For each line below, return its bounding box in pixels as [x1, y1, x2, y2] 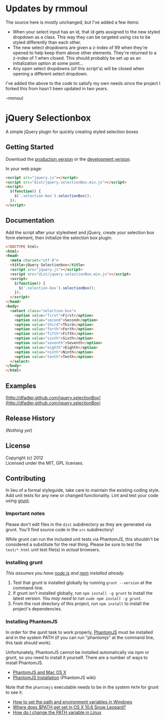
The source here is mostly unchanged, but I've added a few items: [5, 19, 139, 25]
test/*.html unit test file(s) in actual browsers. [5, 546, 100, 552]
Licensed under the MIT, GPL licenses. [5, 460, 84, 466]
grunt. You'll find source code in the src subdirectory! [5, 526, 114, 533]
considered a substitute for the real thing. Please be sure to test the [5, 541, 142, 547]
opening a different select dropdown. [12, 71, 88, 76]
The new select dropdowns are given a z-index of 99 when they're [12, 44, 148, 50]
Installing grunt [5, 559, 43, 566]
